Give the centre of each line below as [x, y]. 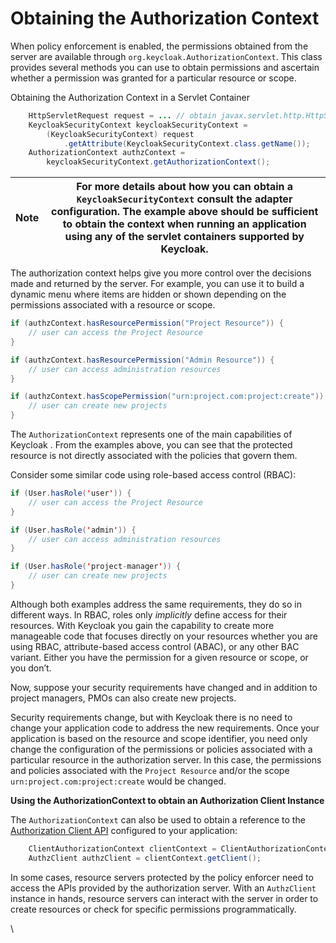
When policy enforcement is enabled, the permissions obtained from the [159, 46]
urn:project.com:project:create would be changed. [118, 781]
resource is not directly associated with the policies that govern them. [154, 456]
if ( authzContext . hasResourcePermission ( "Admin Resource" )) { [142, 360]
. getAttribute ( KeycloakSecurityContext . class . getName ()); [187, 143]
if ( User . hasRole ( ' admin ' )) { [73, 530]
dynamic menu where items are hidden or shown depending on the [148, 294]
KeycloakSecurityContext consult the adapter [184, 199]
